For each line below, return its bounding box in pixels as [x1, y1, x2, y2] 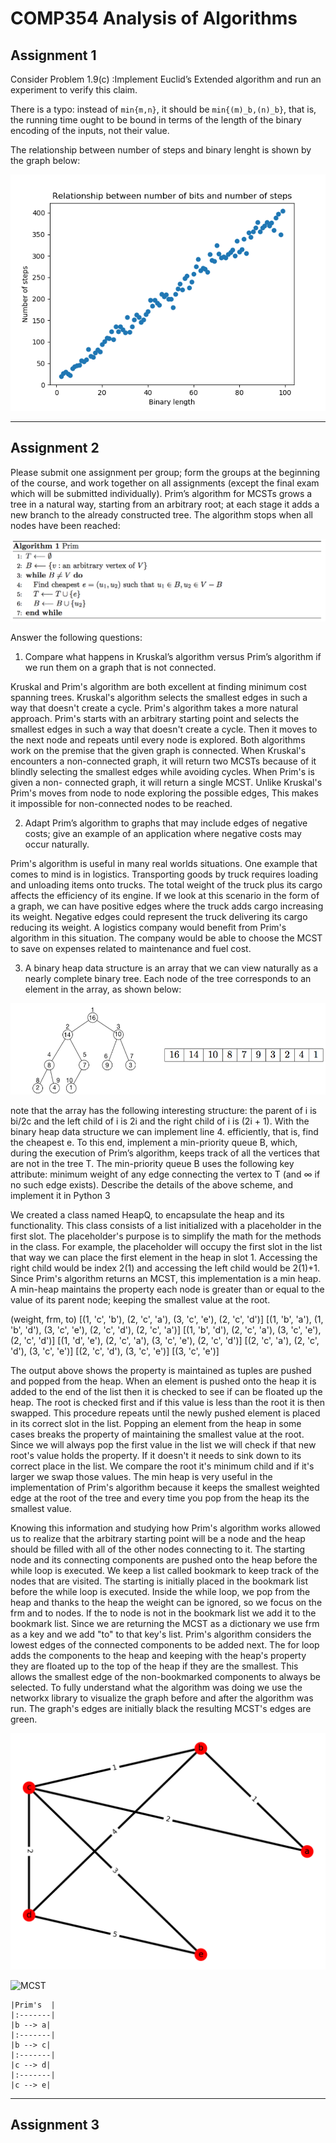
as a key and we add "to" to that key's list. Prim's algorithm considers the [10, 1628, 312, 1641]
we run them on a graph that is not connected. [24, 662, 217, 674]
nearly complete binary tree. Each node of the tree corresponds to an [24, 973, 312, 985]
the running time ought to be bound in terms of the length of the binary [10, 114, 302, 126]
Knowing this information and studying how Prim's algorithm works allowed [10, 1522, 321, 1534]
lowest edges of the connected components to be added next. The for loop [10, 1639, 320, 1651]
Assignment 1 [10, 47, 97, 64]
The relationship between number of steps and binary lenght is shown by [10, 144, 312, 156]
